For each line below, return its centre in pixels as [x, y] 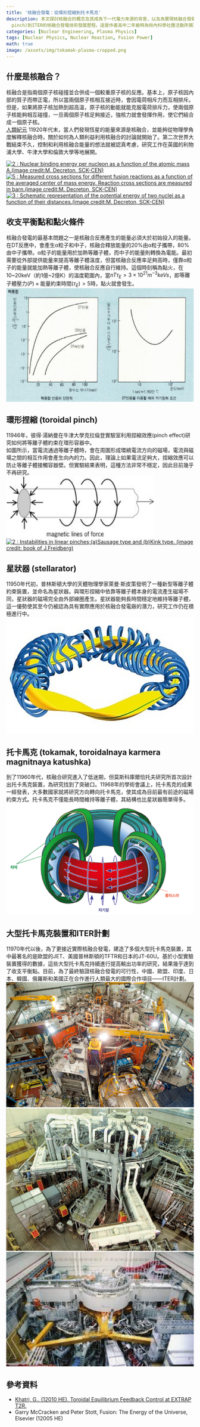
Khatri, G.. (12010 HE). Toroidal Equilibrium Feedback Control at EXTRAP [103, 1400]
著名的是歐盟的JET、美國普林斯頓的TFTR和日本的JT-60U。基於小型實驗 [105, 956]
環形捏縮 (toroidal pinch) [52, 420]
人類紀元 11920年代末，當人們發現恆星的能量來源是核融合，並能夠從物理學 [97, 129]
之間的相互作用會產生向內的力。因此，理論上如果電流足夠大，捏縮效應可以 [102, 458]
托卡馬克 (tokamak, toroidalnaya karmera [83, 752]
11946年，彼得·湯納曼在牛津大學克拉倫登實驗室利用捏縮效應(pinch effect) [96, 435]
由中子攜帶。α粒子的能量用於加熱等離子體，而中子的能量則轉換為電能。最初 [99, 252]
